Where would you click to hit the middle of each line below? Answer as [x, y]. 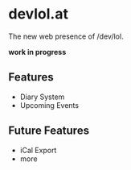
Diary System [42, 97]
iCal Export [38, 150]
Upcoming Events [49, 105]
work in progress [37, 52]
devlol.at [38, 14]
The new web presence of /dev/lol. [66, 36]
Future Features [49, 131]
